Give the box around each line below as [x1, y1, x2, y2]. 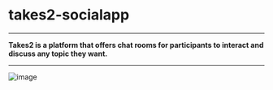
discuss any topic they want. [8, 49, 108, 58]
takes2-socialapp [8, 6, 130, 24]
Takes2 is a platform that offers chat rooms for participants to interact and [8, 40, 264, 49]
